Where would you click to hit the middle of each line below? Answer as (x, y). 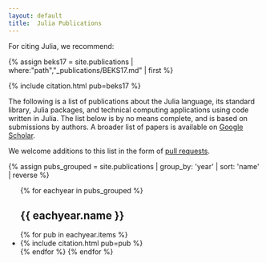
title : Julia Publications (55, 23)
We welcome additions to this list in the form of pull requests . (109, 151)
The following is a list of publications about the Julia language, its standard (131, 101)
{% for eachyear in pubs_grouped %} (82, 190)
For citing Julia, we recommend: (61, 46)
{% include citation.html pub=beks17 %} (75, 86)
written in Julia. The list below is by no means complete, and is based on (128, 118)
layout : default (35, 16)
